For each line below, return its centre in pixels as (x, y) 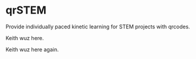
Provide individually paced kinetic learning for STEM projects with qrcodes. (98, 27)
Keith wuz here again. (32, 49)
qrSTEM (26, 10)
